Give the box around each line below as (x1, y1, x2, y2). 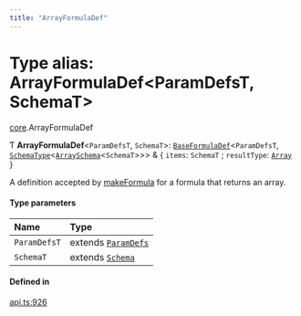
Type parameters (9, 197, 77, 208)
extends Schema (69, 250, 135, 263)
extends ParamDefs (69, 236, 149, 248)
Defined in (9, 276, 50, 288)
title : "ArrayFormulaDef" (9, 13, 108, 23)
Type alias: (9, 52, 94, 73)
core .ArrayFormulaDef (9, 121, 94, 132)
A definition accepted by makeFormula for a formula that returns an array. (9, 176, 286, 187)
